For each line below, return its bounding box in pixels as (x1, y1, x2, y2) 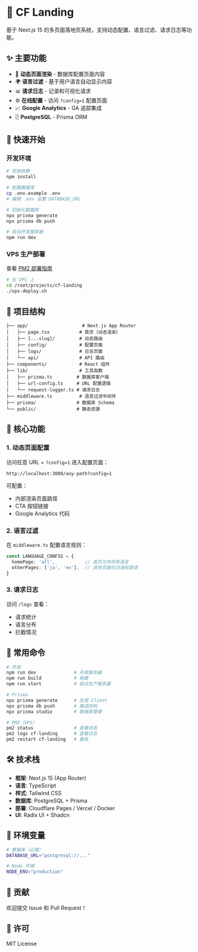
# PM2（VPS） (6, 720, 37, 726)
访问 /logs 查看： (6, 600, 49, 607)
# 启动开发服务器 (6, 229, 43, 235)
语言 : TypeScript (14, 782, 56, 789)
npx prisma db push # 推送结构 (6, 703, 98, 709)
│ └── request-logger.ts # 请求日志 (6, 386, 101, 393)
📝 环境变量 (6, 830, 45, 841)
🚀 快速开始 (6, 135, 45, 145)
